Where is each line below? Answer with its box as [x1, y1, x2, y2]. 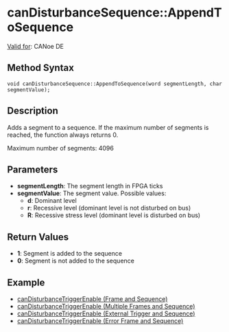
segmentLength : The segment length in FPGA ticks [16, 182, 163, 190]
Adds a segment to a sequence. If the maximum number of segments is [7, 123, 209, 131]
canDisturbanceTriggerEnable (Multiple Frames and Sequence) [16, 302, 195, 310]
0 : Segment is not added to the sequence [16, 256, 135, 265]
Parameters [7, 164, 58, 175]
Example [7, 276, 45, 288]
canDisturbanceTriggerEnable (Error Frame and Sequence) [16, 317, 184, 324]
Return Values [7, 231, 69, 243]
